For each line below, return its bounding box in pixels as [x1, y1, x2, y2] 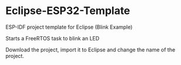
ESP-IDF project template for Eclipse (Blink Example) [5, 23, 133, 30]
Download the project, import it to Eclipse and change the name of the [5, 46, 176, 53]
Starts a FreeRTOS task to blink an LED [5, 35, 100, 42]
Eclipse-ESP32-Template [5, 4, 130, 18]
